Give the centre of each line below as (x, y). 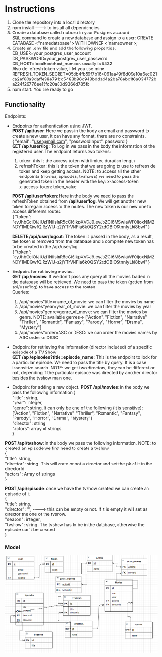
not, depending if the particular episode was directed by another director (85, 372)
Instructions (30, 9)
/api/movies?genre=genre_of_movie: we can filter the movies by (83, 312)
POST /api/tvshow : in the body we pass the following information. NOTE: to (81, 443)
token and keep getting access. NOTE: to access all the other (80, 171)
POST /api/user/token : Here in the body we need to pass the (73, 196)
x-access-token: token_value (48, 186)
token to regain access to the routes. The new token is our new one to (81, 206)
